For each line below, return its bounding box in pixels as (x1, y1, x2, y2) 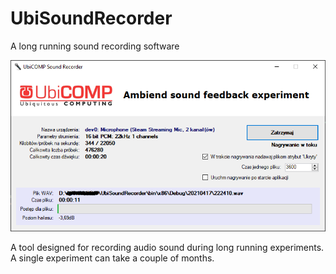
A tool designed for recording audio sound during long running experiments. (10, 241, 325, 253)
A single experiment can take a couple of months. (10, 252, 215, 264)
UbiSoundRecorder (10, 7, 173, 30)
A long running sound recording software (10, 40, 180, 52)
